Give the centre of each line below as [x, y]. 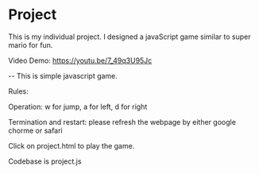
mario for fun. [31, 44]
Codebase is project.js [45, 161]
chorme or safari [35, 130]
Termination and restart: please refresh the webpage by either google [122, 122]
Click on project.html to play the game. [72, 145]
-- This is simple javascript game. [63, 75]
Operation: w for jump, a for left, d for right [78, 106]
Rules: [19, 91]
